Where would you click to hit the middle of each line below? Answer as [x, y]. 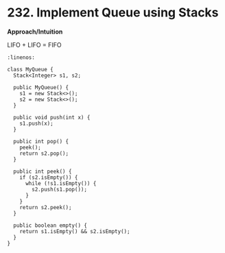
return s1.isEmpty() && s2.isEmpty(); [75, 231]
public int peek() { [43, 171]
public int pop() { [41, 141]
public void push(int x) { [52, 117]
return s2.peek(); [46, 207]
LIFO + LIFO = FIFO [34, 45]
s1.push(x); [36, 123]
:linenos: [21, 57]
